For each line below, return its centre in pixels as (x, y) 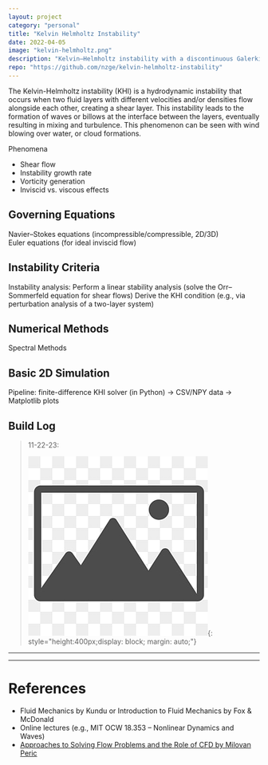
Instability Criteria (54, 268)
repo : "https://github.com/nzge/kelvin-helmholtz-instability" (116, 68)
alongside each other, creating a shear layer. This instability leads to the (126, 108)
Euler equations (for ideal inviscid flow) (73, 243)
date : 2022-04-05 (37, 42)
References (47, 689)
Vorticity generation (52, 181)
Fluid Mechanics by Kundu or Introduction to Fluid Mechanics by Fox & (136, 711)
